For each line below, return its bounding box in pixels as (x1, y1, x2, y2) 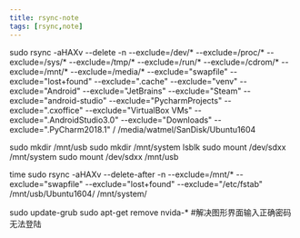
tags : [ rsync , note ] (9, 22, 84, 31)
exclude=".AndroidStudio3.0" (9, 114, 119, 125)
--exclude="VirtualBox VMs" (85, 104, 193, 115)
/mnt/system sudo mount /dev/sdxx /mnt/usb (9, 151, 179, 162)
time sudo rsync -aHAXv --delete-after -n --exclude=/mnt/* (9, 169, 235, 180)
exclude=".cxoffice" (9, 104, 84, 115)
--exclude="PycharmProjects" (108, 94, 223, 105)
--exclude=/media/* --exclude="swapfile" (69, 65, 228, 77)
